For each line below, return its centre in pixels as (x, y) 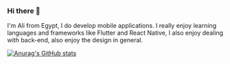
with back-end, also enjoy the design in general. (75, 40)
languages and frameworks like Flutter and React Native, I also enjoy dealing (115, 33)
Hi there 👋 (24, 11)
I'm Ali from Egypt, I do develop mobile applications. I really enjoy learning (112, 26)
